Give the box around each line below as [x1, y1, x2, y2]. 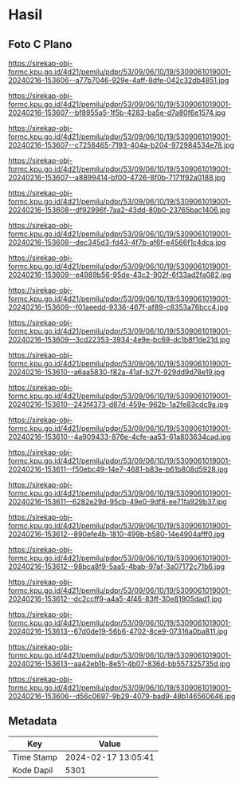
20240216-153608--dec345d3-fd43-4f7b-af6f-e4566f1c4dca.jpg [8, 238, 226, 247]
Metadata [8, 714, 57, 728]
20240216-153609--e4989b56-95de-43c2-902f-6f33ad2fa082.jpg [8, 270, 232, 279]
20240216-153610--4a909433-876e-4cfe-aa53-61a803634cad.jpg [8, 432, 231, 441]
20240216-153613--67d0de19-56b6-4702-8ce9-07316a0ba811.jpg [8, 626, 229, 636]
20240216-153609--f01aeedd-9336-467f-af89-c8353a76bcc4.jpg [8, 302, 229, 312]
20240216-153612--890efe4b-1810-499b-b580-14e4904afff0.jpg [8, 529, 225, 539]
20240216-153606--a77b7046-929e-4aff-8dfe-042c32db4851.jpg [8, 76, 229, 85]
